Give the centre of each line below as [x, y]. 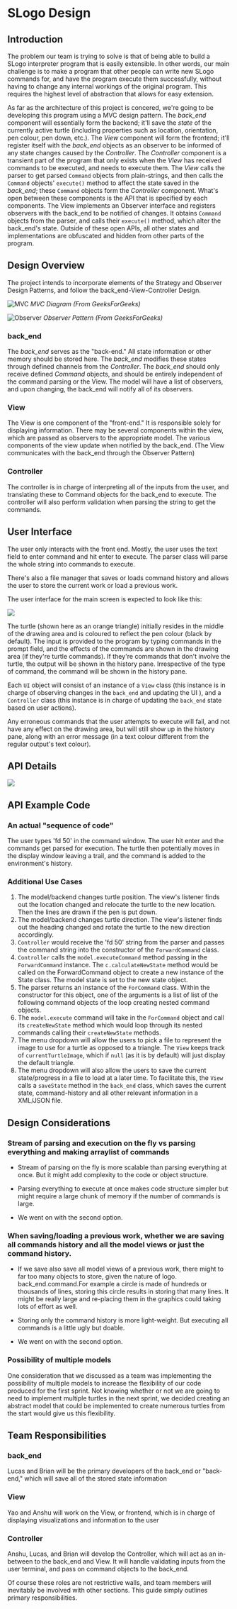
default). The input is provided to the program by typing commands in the [114, 641]
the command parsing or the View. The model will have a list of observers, [115, 382]
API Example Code [49, 805]
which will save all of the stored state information [96, 1479]
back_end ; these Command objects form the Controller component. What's [113, 190]
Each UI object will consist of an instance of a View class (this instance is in [117, 685]
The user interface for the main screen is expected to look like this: [105, 599]
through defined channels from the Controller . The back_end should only [114, 367]
